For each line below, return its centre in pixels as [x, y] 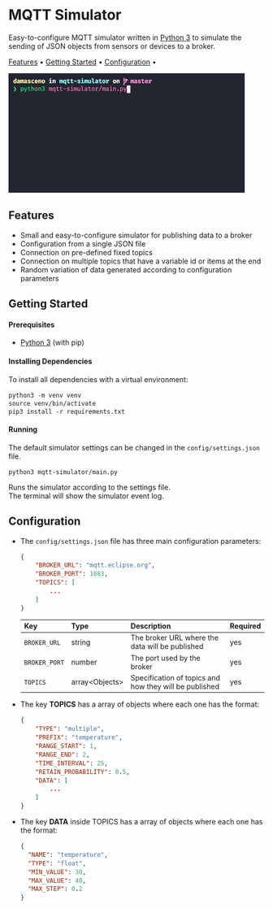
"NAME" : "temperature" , [68, 855]
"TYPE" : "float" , [57, 863]
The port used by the [165, 658]
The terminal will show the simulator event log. [86, 496]
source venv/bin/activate [52, 403]
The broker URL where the [175, 638]
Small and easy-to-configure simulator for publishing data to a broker [136, 235]
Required [245, 626]
